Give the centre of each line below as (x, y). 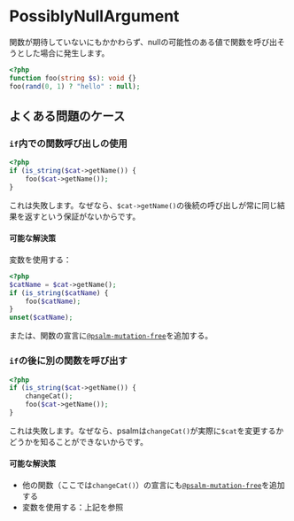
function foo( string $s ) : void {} (73, 78)
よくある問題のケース (67, 116)
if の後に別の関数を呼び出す (69, 361)
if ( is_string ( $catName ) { (59, 293)
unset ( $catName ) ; (41, 318)
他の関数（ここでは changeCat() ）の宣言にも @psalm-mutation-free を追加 (153, 486)
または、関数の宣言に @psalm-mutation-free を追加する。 (111, 336)
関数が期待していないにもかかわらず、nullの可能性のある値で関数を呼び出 (143, 42)
